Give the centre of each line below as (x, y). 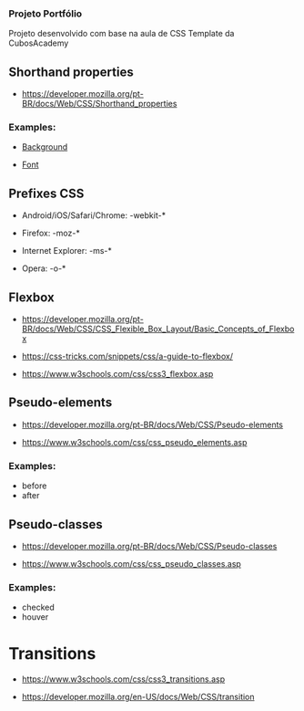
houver (35, 617)
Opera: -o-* (44, 268)
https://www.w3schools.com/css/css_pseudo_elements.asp (134, 442)
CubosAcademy (39, 43)
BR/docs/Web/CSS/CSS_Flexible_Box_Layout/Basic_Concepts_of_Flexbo (158, 329)
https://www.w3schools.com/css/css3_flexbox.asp (117, 374)
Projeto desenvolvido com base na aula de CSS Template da (122, 34)
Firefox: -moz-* (51, 233)
